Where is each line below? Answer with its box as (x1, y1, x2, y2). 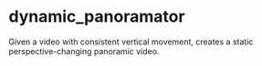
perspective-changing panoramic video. (8, 45, 160, 56)
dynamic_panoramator (8, 6, 185, 27)
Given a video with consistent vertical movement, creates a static (8, 36, 254, 47)
